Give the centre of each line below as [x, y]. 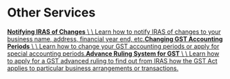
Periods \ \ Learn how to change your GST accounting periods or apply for [113, 46]
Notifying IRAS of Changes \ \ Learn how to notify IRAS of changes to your [114, 32]
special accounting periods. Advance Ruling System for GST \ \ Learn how [113, 54]
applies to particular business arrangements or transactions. [93, 68]
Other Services [51, 13]
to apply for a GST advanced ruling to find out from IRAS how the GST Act [112, 60]
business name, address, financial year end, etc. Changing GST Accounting [115, 38]
